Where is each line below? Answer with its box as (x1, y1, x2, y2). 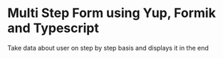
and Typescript (7, 20, 100, 36)
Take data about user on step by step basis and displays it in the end (7, 43, 209, 52)
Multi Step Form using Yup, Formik (7, 5, 216, 21)
